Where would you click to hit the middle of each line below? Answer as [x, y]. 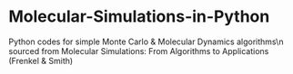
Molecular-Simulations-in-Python [139, 17]
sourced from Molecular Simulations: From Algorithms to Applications [139, 51]
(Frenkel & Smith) [41, 60]
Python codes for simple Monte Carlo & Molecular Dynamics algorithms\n [146, 42]
